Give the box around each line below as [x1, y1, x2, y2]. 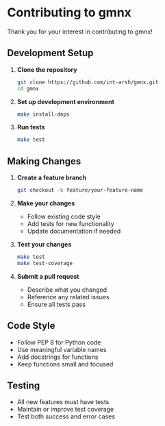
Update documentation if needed [27, 227, 121, 235]
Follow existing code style [27, 212, 101, 221]
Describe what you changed [27, 286, 107, 294]
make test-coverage [16, 260, 73, 266]
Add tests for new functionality [27, 219, 114, 227]
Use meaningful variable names [16, 345, 107, 353]
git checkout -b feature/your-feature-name [16, 187, 144, 194]
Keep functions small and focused [16, 360, 114, 368]
